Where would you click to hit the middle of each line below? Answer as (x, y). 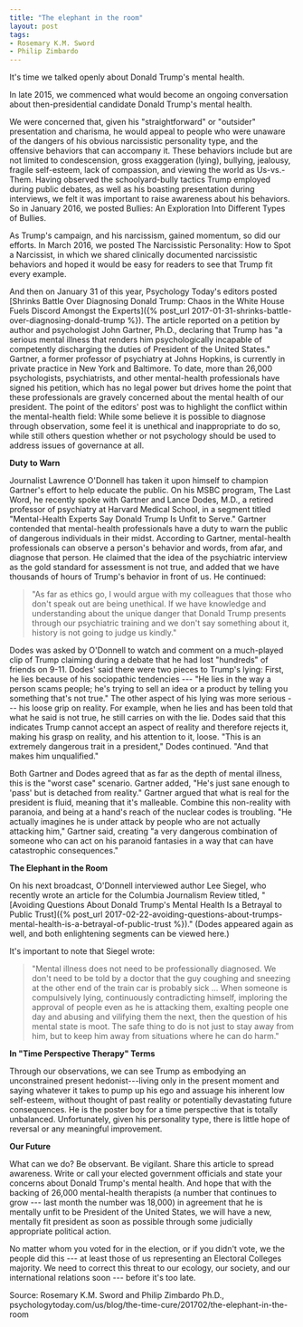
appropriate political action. (60, 1231)
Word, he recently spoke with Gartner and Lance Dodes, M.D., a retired (142, 500)
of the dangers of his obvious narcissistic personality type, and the (134, 141)
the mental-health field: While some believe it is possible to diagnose (137, 416)
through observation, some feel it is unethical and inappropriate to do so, (145, 426)
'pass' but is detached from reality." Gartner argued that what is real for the (149, 793)
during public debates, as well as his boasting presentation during (132, 189)
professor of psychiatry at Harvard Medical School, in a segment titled (140, 510)
